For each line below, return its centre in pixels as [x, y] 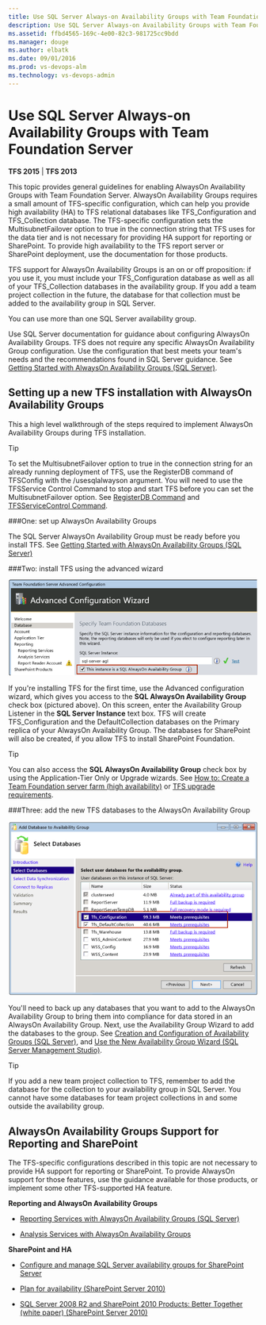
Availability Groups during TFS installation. [77, 432]
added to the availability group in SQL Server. [82, 303]
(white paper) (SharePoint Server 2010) [84, 1312]
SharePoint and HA [40, 1250]
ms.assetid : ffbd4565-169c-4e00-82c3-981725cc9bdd [93, 33]
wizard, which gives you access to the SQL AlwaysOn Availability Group [127, 696]
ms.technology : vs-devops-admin [61, 75]
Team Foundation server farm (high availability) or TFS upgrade [112, 786]
